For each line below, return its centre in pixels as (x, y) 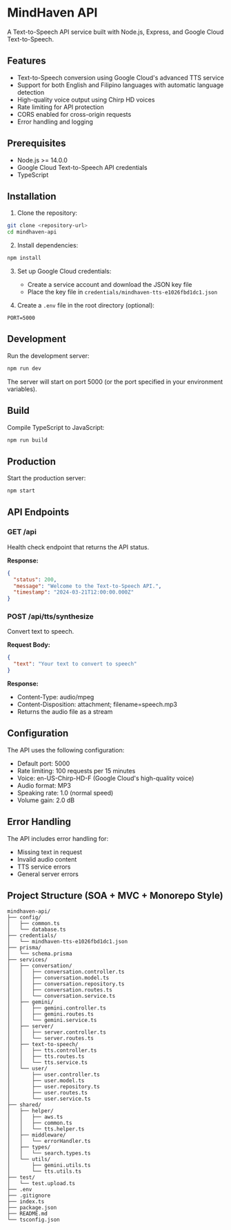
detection (31, 92)
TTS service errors (44, 867)
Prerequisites (37, 143)
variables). (22, 389)
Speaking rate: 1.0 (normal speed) (65, 793)
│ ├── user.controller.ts (53, 1075)
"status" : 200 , (35, 579)
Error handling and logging (55, 122)
